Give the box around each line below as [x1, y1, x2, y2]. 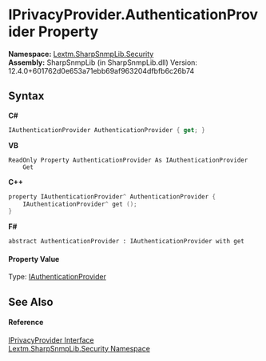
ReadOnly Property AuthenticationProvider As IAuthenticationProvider [8, 156, 248, 164]
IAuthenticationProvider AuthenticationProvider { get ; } [8, 126, 205, 134]
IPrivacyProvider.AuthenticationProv [8, 6, 258, 24]
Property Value [8, 254, 60, 263]
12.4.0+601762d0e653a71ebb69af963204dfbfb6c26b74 [8, 66, 195, 75]
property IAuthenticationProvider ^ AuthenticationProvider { [8, 192, 216, 201]
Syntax [8, 90, 45, 103]
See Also [8, 295, 54, 309]
